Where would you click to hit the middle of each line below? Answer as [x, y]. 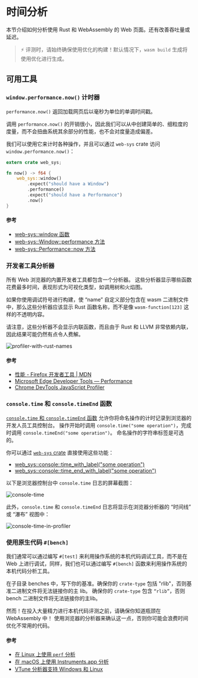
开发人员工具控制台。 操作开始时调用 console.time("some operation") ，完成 [99, 425]
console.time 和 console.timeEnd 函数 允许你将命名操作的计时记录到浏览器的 [99, 418]
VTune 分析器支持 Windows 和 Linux [59, 669]
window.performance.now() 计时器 [53, 97]
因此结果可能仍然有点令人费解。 [45, 335]
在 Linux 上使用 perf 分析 [45, 654]
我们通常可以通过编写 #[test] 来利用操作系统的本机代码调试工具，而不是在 [97, 556]
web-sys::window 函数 [42, 234]
